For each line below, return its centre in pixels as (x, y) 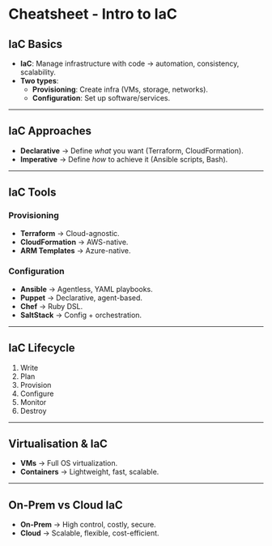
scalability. (38, 72)
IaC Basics (36, 44)
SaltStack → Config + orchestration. (81, 315)
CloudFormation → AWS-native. (74, 242)
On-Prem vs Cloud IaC (66, 505)
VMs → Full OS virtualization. (69, 463)
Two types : (39, 81)
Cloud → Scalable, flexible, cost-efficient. (89, 533)
